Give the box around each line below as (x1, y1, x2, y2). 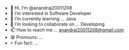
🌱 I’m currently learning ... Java (10, 16, 76, 21)
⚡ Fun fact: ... (10, 40, 38, 46)
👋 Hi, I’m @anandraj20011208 (10, 5, 73, 11)
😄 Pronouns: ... (10, 34, 44, 40)
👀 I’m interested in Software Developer (10, 10, 92, 16)
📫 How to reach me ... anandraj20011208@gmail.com (10, 27, 124, 33)
